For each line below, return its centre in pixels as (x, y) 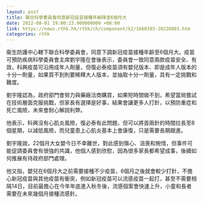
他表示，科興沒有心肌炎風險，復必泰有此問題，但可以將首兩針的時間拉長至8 (101, 123)
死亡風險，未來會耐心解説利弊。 (46, 110)
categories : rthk (28, 34)
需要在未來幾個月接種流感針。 (43, 194)
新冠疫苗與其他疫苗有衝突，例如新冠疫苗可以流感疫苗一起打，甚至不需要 (101, 179)
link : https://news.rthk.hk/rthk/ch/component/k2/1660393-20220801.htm (98, 29)
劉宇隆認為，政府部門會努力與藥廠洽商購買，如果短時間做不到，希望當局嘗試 (101, 95)
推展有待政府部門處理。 (40, 158)
